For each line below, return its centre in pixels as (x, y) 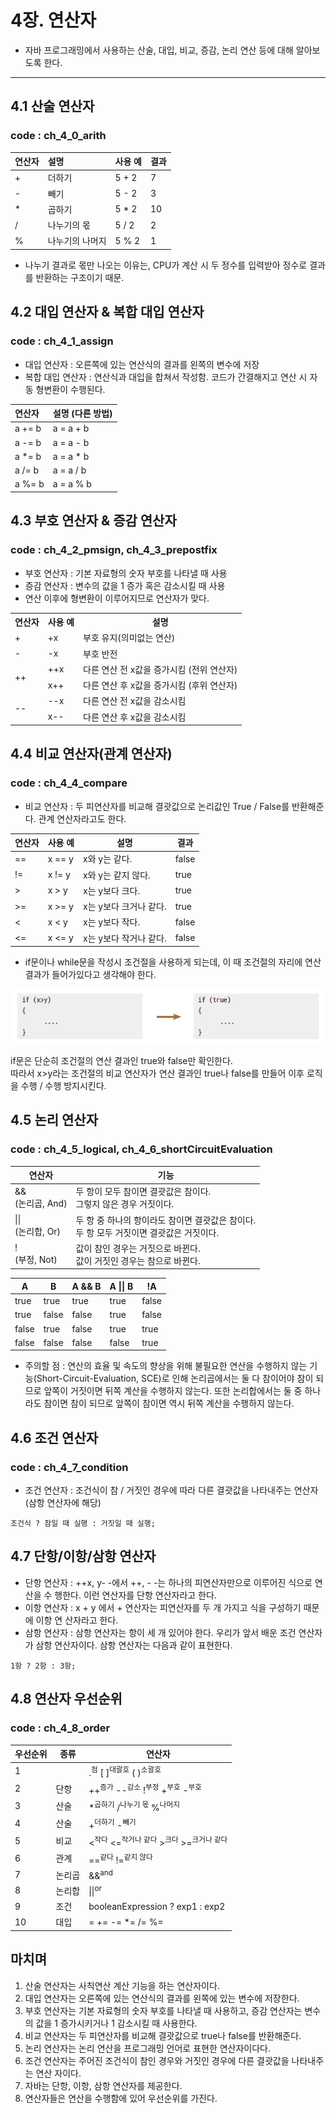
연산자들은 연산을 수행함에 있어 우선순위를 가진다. (121, 2098)
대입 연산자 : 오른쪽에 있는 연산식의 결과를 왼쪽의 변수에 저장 (142, 364)
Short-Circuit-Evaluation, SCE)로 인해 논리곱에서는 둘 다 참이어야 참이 (175, 1378)
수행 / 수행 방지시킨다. (63, 1085)
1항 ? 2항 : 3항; (43, 1666)
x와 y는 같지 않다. (117, 875)
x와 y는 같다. (108, 859)
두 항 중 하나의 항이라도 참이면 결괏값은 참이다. (166, 1220)
